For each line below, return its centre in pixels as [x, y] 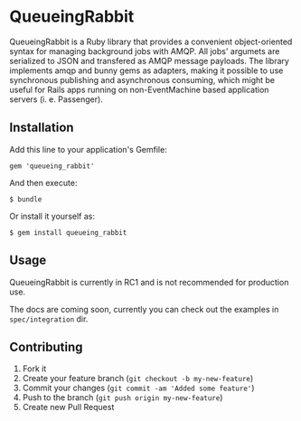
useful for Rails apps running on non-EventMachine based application [139, 89]
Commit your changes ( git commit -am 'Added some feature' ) [138, 388]
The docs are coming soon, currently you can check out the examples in [144, 309]
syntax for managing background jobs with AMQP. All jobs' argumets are [145, 51]
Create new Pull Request [68, 407]
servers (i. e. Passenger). [56, 99]
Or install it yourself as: [52, 216]
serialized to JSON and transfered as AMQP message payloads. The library [149, 61]
